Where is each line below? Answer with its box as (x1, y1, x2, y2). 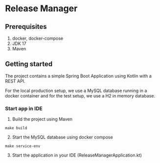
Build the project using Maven (12, 116, 72, 122)
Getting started (5, 60, 53, 69)
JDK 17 (12, 41, 26, 47)
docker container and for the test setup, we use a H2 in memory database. (5, 93, 156, 98)
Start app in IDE (5, 105, 43, 112)
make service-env (5, 144, 41, 149)
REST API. (5, 78, 25, 84)
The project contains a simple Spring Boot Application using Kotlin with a (5, 73, 152, 79)
